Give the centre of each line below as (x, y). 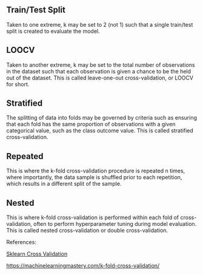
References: (21, 242)
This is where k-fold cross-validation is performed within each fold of (93, 217)
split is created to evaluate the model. (53, 31)
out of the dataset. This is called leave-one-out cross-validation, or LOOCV (100, 78)
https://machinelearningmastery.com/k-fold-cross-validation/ (83, 266)
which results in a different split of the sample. (64, 184)
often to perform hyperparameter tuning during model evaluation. (115, 224)
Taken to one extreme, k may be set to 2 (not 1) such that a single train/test (100, 24)
